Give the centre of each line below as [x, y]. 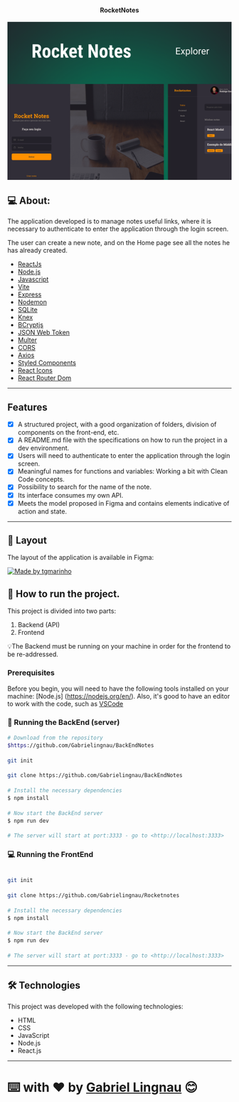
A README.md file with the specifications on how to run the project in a [122, 440]
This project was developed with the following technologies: [95, 1006]
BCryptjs [31, 325]
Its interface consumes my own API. [70, 495]
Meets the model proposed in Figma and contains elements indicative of [123, 503]
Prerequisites [31, 673]
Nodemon [32, 302]
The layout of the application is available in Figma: [81, 558]
